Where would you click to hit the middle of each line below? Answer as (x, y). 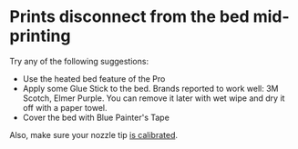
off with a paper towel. (65, 107)
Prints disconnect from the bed (129, 17)
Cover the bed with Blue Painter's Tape (96, 117)
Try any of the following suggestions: (79, 61)
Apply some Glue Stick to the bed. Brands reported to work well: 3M (150, 88)
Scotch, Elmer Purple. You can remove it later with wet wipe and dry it (154, 98)
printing (40, 36)
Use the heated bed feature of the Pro (94, 78)
